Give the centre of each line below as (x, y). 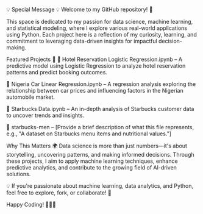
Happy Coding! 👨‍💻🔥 (31, 205)
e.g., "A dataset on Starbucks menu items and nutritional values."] (89, 134)
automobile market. (30, 97)
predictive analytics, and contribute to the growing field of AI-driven (91, 167)
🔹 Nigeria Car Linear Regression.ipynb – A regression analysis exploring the (101, 84)
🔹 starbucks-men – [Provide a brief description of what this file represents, (100, 127)
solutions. (19, 174)
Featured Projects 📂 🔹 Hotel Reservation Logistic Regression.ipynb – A (94, 59)
